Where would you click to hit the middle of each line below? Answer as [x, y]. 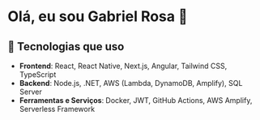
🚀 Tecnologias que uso [66, 47]
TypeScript [38, 75]
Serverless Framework [57, 109]
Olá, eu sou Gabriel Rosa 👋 [98, 17]
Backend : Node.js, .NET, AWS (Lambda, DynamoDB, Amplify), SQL [131, 83]
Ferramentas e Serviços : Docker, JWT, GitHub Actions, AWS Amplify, [136, 100]
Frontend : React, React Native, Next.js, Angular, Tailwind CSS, [123, 66]
